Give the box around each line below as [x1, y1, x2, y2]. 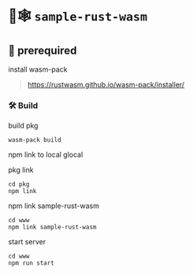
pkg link [8, 165, 34, 175]
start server [8, 237, 46, 247]
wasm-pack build [8, 136, 61, 144]
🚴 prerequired [8, 43, 77, 57]
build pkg [8, 121, 39, 131]
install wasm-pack [8, 65, 68, 74]
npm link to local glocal [8, 150, 84, 159]
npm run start [8, 259, 55, 267]
